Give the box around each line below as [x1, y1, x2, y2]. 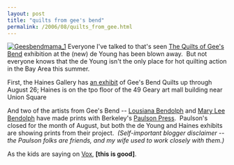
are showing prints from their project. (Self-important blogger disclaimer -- [7, 129, 225, 137]
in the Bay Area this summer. [7, 64, 90, 73]
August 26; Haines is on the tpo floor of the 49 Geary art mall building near [7, 85, 223, 94]
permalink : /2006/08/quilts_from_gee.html [7, 23, 133, 30]
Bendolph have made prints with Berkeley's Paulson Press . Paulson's [7, 114, 208, 122]
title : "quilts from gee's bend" [7, 17, 105, 24]
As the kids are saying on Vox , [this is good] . [7, 150, 137, 158]
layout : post [7, 10, 45, 17]
